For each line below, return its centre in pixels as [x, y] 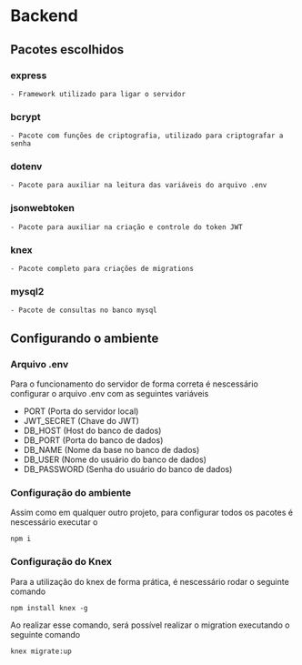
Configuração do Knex [61, 562]
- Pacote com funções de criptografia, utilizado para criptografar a [147, 136]
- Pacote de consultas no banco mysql [84, 310]
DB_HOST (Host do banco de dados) [92, 431]
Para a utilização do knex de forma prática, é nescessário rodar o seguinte [150, 581]
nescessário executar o [54, 522]
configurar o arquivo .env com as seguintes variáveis [110, 394]
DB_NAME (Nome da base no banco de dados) [111, 450]
